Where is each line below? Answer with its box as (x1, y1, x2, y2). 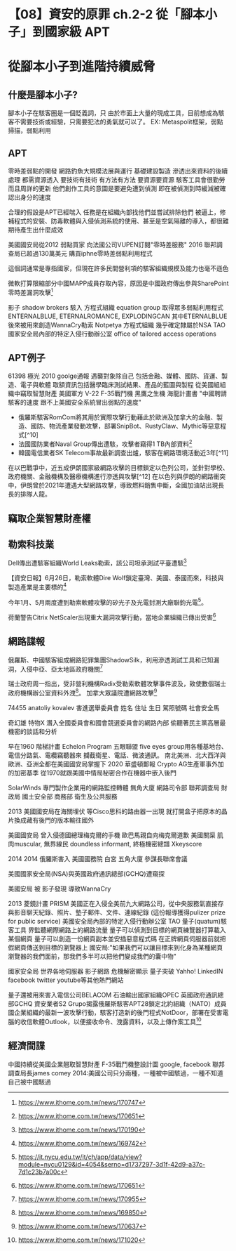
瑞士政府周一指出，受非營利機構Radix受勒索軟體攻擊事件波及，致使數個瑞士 (8, 679, 227, 688)
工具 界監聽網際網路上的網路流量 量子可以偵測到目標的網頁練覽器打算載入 (13, 926, 226, 934)
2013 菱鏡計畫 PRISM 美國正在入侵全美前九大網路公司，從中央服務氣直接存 (8, 900, 224, 908)
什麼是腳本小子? (8, 89, 78, 100)
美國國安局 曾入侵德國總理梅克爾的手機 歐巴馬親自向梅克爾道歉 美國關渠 (8, 831, 216, 839)
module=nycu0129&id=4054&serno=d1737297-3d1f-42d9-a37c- (18, 1160, 206, 1168)
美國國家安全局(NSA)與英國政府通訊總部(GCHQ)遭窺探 (8, 870, 165, 878)
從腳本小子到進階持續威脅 (8, 59, 156, 74)
